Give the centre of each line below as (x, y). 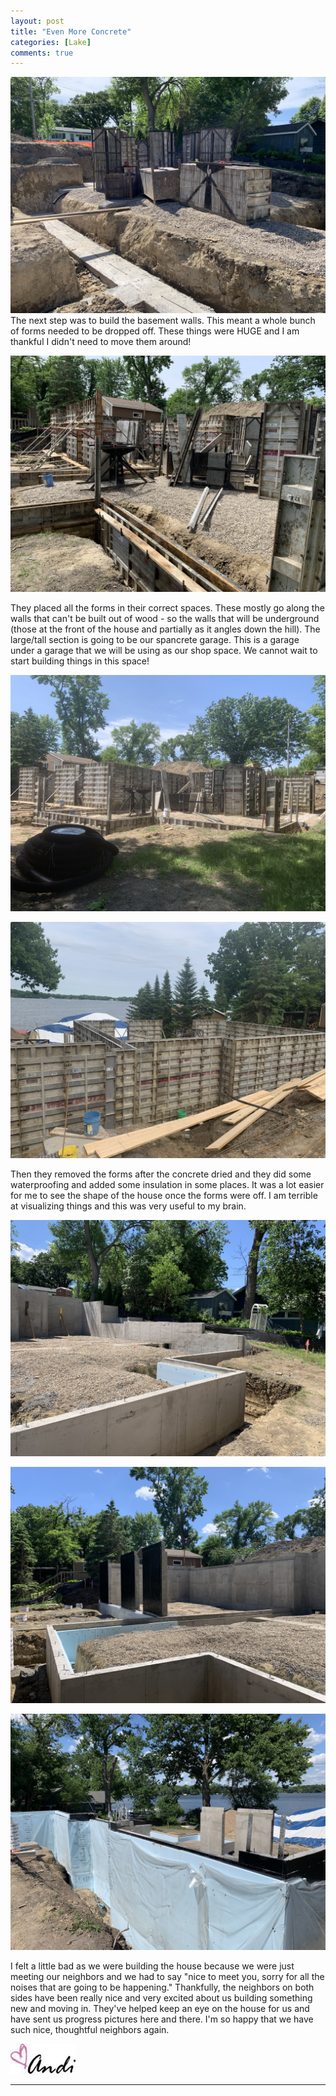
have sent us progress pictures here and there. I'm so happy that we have (162, 2019)
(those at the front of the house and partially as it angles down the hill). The (165, 629)
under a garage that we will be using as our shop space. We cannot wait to (164, 651)
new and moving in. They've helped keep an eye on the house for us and (160, 2009)
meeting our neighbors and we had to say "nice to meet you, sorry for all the (167, 1977)
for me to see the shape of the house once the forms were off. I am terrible (164, 1196)
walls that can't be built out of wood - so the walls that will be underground (165, 619)
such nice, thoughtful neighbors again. (90, 2030)
